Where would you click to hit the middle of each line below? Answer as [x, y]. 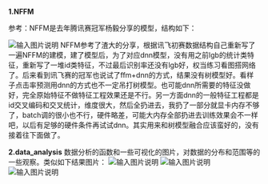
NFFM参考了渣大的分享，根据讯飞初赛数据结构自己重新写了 [158, 45]
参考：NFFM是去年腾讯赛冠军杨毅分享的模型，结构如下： [102, 28]
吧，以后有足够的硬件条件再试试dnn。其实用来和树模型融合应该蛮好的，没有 [134, 125]
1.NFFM [21, 12]
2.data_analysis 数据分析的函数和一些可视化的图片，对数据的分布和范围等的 [134, 152]
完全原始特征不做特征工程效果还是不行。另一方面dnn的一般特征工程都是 [141, 95]
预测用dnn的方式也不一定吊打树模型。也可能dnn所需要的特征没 [140, 85]
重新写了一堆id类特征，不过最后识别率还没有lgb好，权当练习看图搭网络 [139, 65]
